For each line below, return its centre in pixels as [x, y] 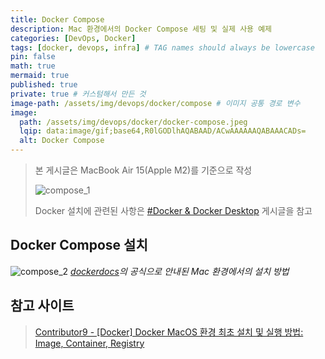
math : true [33, 66]
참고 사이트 [42, 306]
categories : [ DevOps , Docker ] [73, 38]
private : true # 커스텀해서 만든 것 [78, 94]
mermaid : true [40, 76]
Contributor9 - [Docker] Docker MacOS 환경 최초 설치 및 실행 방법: [169, 332]
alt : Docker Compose [62, 141]
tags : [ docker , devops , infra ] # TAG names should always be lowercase [162, 47]
